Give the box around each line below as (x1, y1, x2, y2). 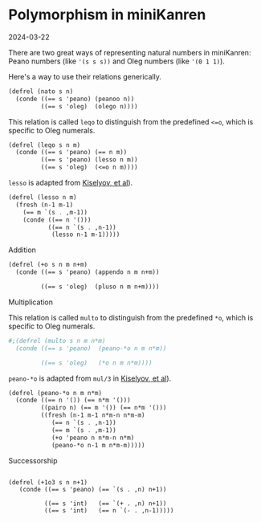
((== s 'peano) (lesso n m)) (40, 156, 138, 164)
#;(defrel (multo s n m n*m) (8, 336, 106, 345)
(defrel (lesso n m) (8, 194, 78, 202)
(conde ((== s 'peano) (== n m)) (15, 149, 128, 157)
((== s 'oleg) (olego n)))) (40, 102, 138, 110)
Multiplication (8, 297, 54, 307)
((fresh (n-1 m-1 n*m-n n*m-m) (40, 411, 146, 419)
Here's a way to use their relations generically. (8, 71, 162, 81)
